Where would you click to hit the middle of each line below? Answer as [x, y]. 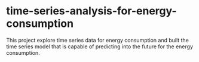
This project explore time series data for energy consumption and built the [98, 40]
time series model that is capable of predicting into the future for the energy [99, 46]
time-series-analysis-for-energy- [92, 11]
